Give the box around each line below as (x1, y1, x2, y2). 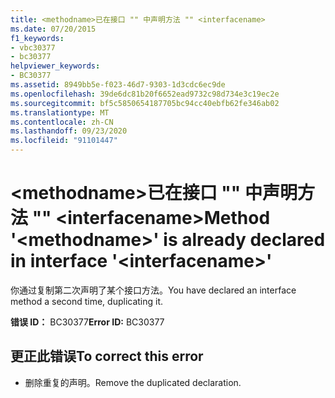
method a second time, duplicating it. (10, 295, 164, 307)
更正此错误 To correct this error (10, 348, 204, 365)
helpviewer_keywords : (10, 61, 101, 71)
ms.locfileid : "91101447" (10, 136, 118, 146)
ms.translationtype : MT (10, 107, 110, 118)
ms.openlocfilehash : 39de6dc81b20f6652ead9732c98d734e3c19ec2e (10, 89, 280, 99)
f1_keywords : (10, 33, 65, 43)
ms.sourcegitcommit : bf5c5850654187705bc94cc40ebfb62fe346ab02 (10, 98, 280, 108)
